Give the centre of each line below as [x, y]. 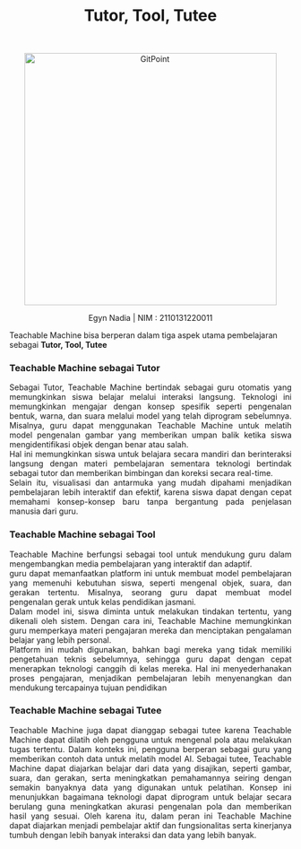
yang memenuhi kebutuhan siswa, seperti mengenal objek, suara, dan [150, 583]
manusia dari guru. [44, 511]
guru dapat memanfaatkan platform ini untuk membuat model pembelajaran [150, 573]
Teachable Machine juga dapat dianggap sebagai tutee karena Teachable [150, 730]
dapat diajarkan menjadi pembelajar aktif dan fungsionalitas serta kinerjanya [150, 825]
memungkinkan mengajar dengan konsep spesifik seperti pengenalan [150, 407]
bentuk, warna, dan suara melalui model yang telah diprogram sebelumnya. [150, 416]
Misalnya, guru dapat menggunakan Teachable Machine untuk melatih [150, 426]
